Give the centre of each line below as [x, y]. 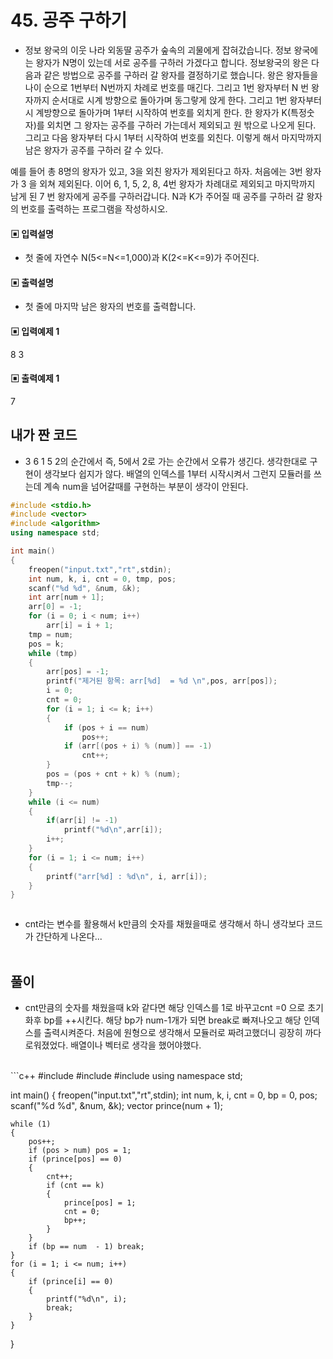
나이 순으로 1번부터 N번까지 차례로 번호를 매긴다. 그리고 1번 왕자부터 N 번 [167, 87]
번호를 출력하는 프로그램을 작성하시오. [94, 208]
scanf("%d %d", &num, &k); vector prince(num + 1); [116, 1106]
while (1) [31, 1124]
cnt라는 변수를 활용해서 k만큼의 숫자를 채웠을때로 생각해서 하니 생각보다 [164, 924]
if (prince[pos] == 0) [75, 1159]
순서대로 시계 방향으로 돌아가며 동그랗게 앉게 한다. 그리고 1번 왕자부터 [186, 100]
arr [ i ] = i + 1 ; [80, 626]
